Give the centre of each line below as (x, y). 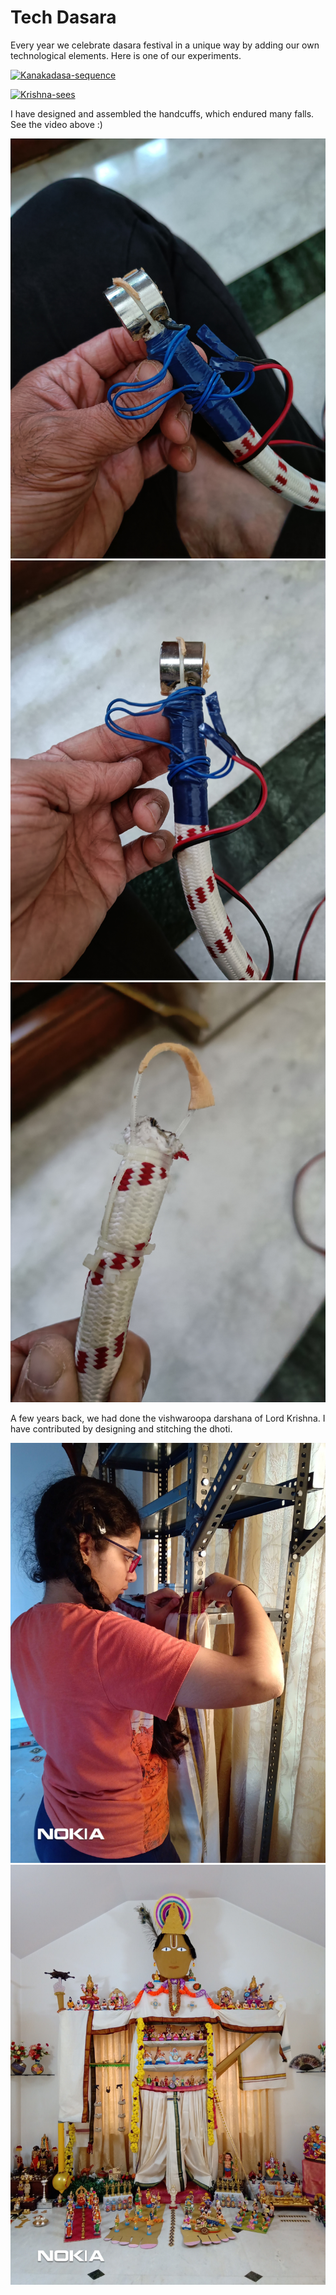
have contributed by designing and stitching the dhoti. (121, 1428)
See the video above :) (56, 124)
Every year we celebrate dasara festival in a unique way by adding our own (165, 45)
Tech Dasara (63, 17)
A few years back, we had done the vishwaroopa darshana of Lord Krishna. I (168, 1418)
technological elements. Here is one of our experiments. (126, 55)
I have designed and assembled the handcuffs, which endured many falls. (162, 113)
